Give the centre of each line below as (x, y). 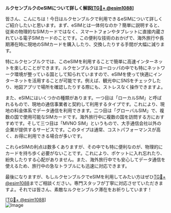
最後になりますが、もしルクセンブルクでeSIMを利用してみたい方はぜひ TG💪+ (85, 177)
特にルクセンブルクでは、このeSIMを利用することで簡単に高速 (71, 61)
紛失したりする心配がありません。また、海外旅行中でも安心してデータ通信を (85, 159)
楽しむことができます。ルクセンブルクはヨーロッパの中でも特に (81, 68)
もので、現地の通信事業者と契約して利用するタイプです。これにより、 (87, 104)
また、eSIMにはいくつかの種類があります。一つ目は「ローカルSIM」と (79, 98)
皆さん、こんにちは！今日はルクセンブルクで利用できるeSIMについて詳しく (84, 19)
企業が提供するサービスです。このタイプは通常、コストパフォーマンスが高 (83, 130)
